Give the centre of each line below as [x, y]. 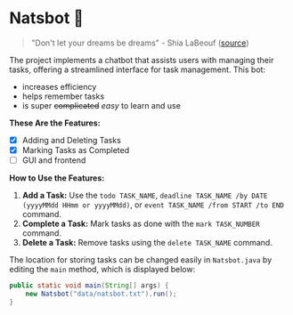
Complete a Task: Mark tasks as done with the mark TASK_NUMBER [141, 224]
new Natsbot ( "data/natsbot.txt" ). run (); [101, 294]
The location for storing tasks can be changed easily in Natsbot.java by [141, 260]
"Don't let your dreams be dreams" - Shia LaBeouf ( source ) [140, 43]
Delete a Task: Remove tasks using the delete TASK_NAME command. [147, 243]
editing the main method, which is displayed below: [102, 270]
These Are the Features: [55, 123]
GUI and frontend [54, 160]
